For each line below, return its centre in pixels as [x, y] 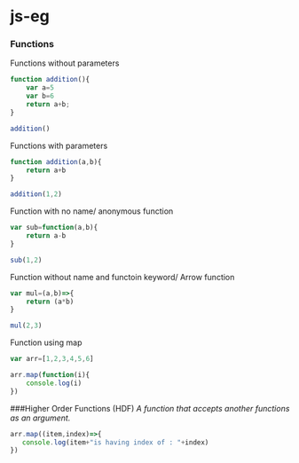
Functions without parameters [65, 63]
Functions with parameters [59, 145]
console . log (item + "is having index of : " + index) [115, 442]
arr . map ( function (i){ [50, 375]
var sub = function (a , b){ [54, 228]
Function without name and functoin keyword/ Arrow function [122, 277]
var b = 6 [40, 96]
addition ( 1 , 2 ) [36, 194]
